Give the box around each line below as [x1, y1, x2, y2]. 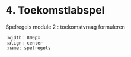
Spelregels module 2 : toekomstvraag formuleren [5, 23, 126, 30]
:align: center [5, 40, 43, 46]
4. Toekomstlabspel [5, 4, 105, 17]
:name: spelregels [5, 45, 51, 51]
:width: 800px [5, 34, 41, 40]
